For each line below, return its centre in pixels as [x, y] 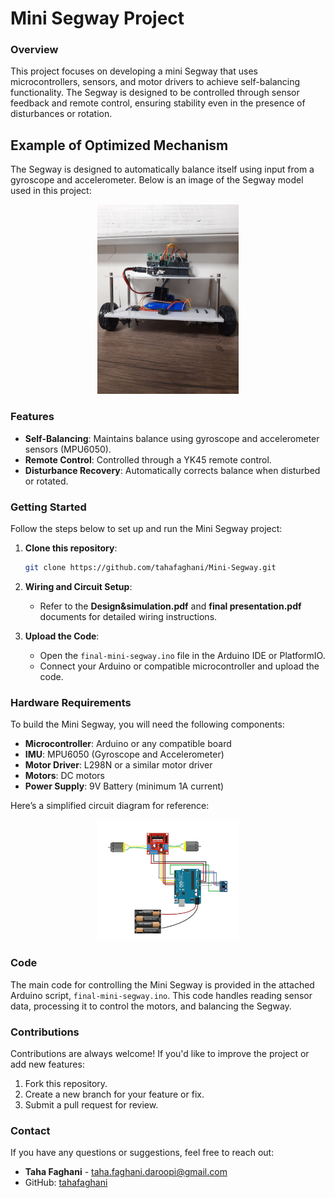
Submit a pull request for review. [91, 1104]
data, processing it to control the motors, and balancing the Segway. [151, 1006]
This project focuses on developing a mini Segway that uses [134, 71]
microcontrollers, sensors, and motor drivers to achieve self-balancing [155, 82]
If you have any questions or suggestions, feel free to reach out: [142, 1153]
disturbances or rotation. [61, 114]
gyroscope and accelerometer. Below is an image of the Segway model [157, 180]
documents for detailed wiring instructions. [128, 616]
